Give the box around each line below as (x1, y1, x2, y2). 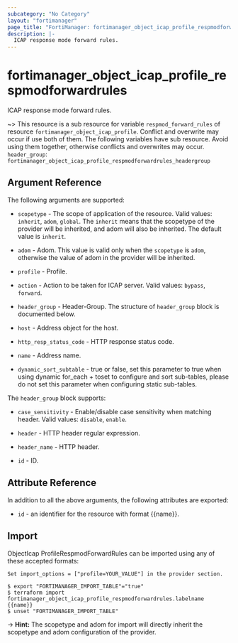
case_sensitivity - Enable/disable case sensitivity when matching (17, 407, 212, 416)
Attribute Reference (7, 477, 97, 489)
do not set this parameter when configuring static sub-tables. (17, 379, 197, 388)
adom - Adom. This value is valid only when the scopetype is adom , (17, 246, 206, 254)
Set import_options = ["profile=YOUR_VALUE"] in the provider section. (7, 570, 223, 578)
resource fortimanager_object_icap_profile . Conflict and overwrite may (7, 127, 220, 136)
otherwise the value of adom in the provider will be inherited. (17, 253, 195, 261)
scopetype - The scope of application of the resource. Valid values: (17, 209, 212, 217)
